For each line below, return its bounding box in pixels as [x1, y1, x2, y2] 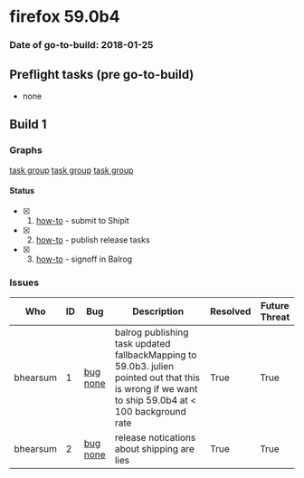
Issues [9, 276, 40, 289]
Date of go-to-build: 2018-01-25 [9, 39, 154, 52]
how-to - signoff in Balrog [35, 253, 133, 264]
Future [261, 300, 290, 312]
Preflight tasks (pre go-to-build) [9, 66, 195, 82]
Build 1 [9, 117, 47, 132]
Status [9, 186, 35, 196]
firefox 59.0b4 [9, 6, 120, 27]
